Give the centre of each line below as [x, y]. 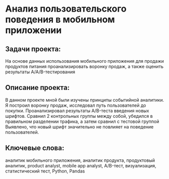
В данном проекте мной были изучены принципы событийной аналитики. [85, 100]
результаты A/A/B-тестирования [40, 72]
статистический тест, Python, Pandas [45, 171]
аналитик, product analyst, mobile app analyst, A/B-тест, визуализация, [81, 165]
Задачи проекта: [33, 49]
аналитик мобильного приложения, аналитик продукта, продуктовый [80, 160]
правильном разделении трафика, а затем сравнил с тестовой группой [82, 121]
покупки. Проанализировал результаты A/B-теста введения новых [77, 110]
